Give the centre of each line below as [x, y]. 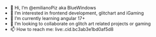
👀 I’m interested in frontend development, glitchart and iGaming [77, 13]
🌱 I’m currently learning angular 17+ [48, 18]
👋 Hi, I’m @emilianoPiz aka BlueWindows [53, 8]
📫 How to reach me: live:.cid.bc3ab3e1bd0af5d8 [62, 29]
